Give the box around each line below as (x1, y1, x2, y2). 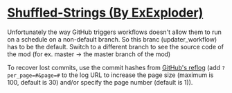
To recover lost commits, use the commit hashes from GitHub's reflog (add (7, 63, 220, 71)
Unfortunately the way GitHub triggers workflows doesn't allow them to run (7, 28, 222, 36)
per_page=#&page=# (7, 71, 60, 79)
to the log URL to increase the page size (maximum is (61, 71, 214, 79)
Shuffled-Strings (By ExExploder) (7, 5, 204, 21)
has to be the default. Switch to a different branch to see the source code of (7, 42, 224, 51)
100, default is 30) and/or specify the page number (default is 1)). (7, 78, 193, 86)
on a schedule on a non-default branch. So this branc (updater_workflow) (7, 35, 217, 43)
